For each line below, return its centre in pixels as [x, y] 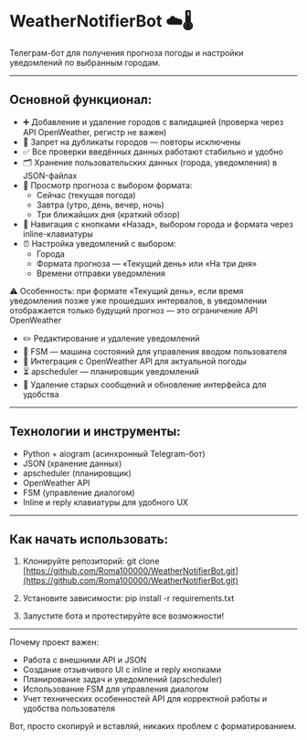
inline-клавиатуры [58, 234]
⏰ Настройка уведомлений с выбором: [99, 243]
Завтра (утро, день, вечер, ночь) [100, 205]
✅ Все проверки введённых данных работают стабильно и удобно [153, 152]
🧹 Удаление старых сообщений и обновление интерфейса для [144, 385]
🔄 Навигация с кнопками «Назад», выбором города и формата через [158, 224]
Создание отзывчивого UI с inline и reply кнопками [122, 670]
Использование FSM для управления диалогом [115, 689]
